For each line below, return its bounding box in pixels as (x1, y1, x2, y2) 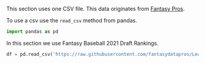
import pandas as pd (6, 28, 59, 35)
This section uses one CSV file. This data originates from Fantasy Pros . (6, 5, 185, 12)
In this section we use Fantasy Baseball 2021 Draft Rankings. (6, 39, 159, 47)
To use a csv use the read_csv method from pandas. (6, 17, 137, 24)
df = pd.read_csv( (6, 51, 53, 57)
